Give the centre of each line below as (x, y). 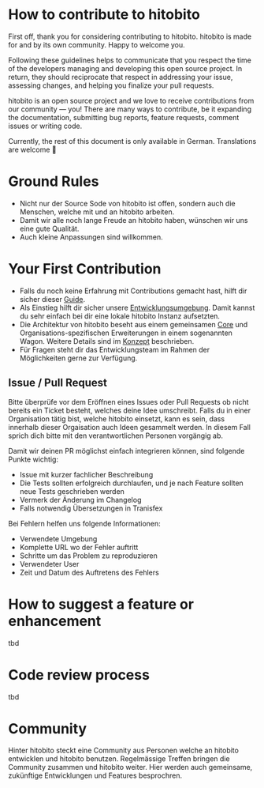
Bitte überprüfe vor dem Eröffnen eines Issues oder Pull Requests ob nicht (129, 402)
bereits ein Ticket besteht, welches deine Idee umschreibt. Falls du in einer (129, 410)
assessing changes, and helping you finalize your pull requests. (111, 85)
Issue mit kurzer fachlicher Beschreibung (86, 474)
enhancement (55, 621)
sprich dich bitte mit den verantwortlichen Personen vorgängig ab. (115, 435)
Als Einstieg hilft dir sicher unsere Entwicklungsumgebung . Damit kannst (137, 307)
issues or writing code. (45, 126)
